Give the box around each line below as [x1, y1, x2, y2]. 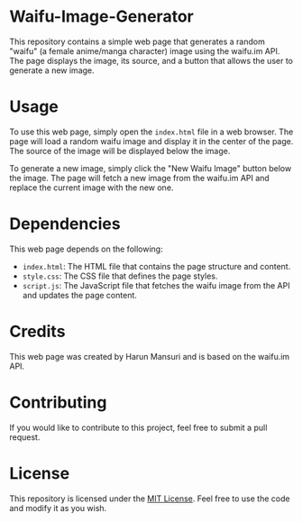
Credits [9, 322, 66, 342]
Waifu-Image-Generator [9, 6, 194, 27]
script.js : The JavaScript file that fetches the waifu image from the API [22, 279, 290, 290]
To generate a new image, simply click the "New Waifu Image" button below [9, 162, 292, 173]
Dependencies [9, 214, 121, 234]
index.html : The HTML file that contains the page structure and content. [22, 261, 291, 271]
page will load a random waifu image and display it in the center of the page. [9, 135, 294, 146]
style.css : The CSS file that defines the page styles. [22, 270, 218, 281]
